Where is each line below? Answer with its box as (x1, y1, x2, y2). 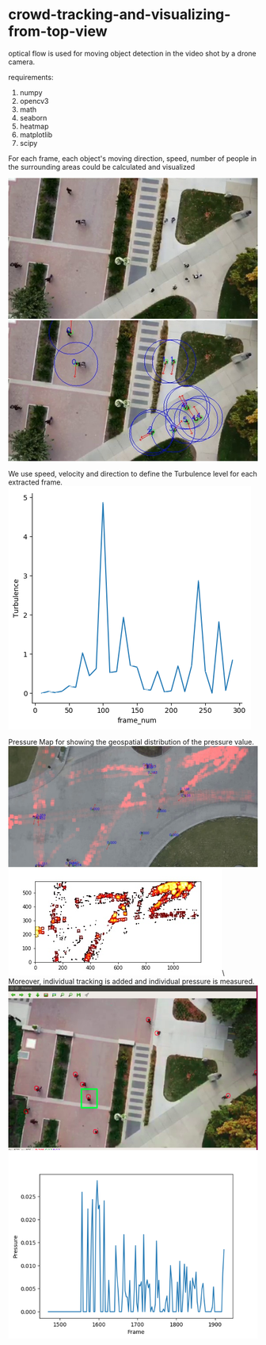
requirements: (8, 72, 54, 82)
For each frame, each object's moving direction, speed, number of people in (8, 153, 257, 163)
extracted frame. (8, 477, 63, 487)
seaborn (19, 113, 47, 122)
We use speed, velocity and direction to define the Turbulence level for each (8, 469, 257, 478)
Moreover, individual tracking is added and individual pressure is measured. (8, 977, 255, 987)
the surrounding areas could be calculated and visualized (8, 162, 196, 171)
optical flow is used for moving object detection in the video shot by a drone (8, 48, 256, 58)
